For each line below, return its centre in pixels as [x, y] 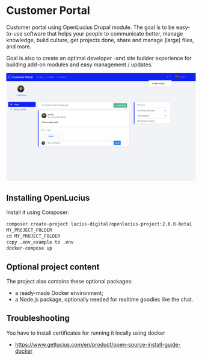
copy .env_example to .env [40, 242]
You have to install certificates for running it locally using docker [86, 333]
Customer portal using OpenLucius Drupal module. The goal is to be [90, 27]
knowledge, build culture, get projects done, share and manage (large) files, [100, 40]
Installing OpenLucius [48, 197]
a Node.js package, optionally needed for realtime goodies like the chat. [104, 300]
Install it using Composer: [38, 212]
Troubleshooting [38, 318]
